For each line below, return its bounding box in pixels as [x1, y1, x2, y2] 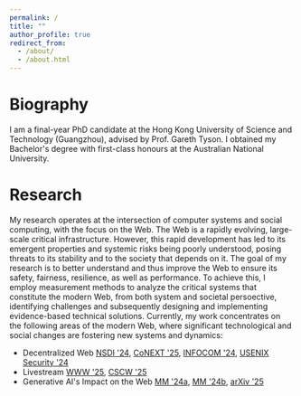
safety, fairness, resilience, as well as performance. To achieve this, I [9, 272, 267, 283]
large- [269, 223, 293, 235]
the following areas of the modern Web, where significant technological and [9, 320, 292, 331]
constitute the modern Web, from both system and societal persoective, [9, 291, 277, 302]
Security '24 [22, 356, 70, 367]
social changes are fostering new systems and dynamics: [9, 329, 223, 340]
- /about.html [17, 55, 71, 64]
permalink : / [9, 13, 59, 23]
